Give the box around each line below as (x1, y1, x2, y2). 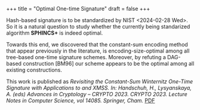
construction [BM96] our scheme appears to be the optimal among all (23, 60, 195, 67)
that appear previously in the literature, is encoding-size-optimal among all (6, 47, 190, 54)
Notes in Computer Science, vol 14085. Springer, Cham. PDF (6, 97, 155, 104)
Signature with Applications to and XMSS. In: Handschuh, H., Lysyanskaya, (6, 84, 192, 91)
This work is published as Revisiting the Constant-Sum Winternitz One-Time (6, 78, 193, 85)
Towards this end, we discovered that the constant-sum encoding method (6, 41, 188, 48)
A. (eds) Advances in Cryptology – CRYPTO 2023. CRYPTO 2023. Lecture (6, 91, 188, 97)
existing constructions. (6, 66, 63, 74)
